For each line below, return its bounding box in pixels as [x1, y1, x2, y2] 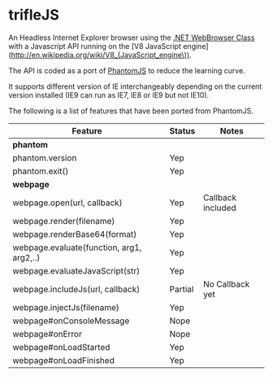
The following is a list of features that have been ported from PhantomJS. [8, 106, 254, 116]
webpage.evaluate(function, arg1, [12, 242, 142, 253]
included [202, 202, 237, 213]
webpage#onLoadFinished [12, 354, 115, 366]
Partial [169, 283, 194, 295]
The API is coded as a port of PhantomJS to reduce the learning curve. [8, 65, 245, 75]
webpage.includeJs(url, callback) [12, 283, 141, 295]
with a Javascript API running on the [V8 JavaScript [8, 41, 181, 50]
